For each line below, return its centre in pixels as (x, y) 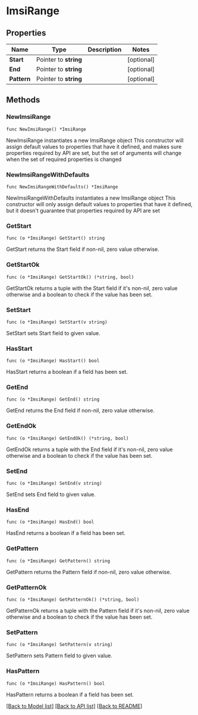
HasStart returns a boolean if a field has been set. (67, 372)
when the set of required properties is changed (64, 159)
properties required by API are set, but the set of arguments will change (94, 153)
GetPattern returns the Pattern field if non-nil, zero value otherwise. (89, 572)
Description (105, 50)
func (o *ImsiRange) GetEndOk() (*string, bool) (67, 438)
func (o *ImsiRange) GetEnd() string (53, 399)
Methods (23, 100)
